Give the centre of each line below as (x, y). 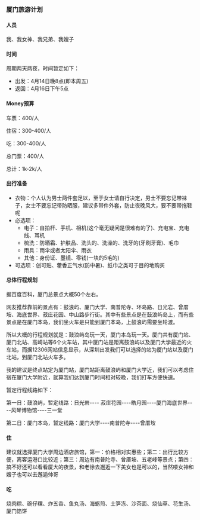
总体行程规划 (22, 280)
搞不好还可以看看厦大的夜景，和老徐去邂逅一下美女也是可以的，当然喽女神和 (100, 467)
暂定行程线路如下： (30, 390)
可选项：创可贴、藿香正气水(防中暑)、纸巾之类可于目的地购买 (90, 265)
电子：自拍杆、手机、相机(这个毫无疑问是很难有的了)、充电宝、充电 (106, 228)
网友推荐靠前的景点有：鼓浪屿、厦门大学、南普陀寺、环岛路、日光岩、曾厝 (97, 307)
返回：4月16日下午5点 (42, 88)
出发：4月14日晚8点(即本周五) (51, 81)
